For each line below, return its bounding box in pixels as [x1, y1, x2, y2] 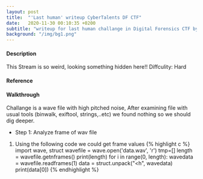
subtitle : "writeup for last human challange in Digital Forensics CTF [6, 25, 190, 32]
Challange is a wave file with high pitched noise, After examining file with [6, 104, 188, 111]
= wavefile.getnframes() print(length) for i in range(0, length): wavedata [14, 153, 193, 160]
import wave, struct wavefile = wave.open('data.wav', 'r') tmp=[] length [14, 147, 193, 154]
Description [6, 49, 37, 57]
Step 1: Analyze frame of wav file [14, 129, 97, 136]
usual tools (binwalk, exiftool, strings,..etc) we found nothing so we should [6, 111, 192, 118]
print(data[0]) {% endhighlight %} [14, 166, 100, 174]
